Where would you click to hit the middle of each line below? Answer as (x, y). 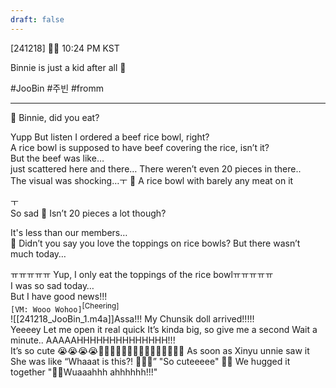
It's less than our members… (69, 232)
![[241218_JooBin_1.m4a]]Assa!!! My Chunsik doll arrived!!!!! (132, 319)
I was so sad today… (52, 285)
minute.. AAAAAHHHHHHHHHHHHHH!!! (93, 340)
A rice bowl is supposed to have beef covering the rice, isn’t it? (140, 147)
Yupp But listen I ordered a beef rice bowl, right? (110, 137)
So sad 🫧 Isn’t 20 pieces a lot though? (88, 213)
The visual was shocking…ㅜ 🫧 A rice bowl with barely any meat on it (152, 180)
